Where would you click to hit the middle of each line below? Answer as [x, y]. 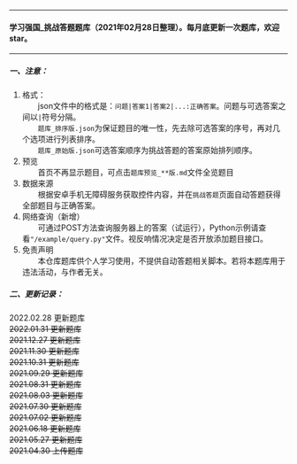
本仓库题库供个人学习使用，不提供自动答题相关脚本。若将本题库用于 [161, 261]
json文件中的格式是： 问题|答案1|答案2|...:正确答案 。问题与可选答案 [158, 106]
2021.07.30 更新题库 [46, 406]
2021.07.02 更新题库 [46, 418]
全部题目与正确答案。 [61, 205]
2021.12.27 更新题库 [45, 340]
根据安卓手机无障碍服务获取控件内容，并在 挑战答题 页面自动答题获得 [159, 195]
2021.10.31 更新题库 [44, 362]
